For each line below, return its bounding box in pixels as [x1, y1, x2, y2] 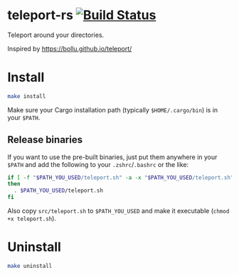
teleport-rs [7, 7, 73, 23]
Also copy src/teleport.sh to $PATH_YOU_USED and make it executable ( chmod [7, 207, 230, 215]
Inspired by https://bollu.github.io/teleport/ [7, 44, 132, 53]
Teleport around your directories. [7, 31, 105, 39]
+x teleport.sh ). [7, 214, 57, 223]
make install [7, 92, 46, 99]
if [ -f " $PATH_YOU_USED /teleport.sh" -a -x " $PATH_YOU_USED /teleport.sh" [7, 174, 234, 181]
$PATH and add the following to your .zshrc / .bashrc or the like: [7, 160, 189, 168]
